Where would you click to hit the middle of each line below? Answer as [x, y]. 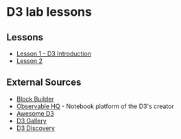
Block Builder [35, 99]
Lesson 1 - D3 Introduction [54, 53]
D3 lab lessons [49, 12]
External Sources [44, 83]
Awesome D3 [35, 113]
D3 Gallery [32, 121]
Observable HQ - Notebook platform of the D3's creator [95, 106]
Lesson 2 [29, 61]
